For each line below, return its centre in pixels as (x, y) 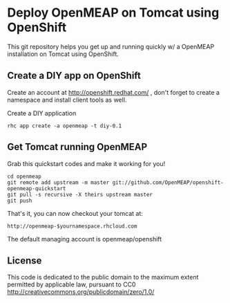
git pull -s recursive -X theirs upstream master (80, 194)
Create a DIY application (42, 113)
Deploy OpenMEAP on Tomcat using (113, 13)
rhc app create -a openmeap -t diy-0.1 (65, 126)
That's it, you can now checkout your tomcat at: (75, 213)
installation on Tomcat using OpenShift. (63, 54)
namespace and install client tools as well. (67, 100)
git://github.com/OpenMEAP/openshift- (168, 182)
